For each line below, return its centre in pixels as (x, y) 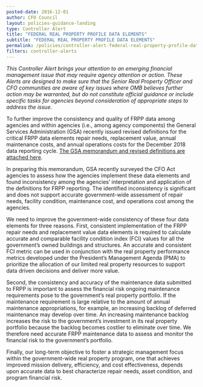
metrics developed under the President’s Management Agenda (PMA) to (96, 258)
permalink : (20, 46)
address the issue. (29, 107)
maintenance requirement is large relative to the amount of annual (88, 301)
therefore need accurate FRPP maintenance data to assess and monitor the (100, 334)
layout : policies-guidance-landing (51, 23)
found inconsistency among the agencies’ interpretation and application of (99, 181)
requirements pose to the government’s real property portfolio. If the (91, 295)
